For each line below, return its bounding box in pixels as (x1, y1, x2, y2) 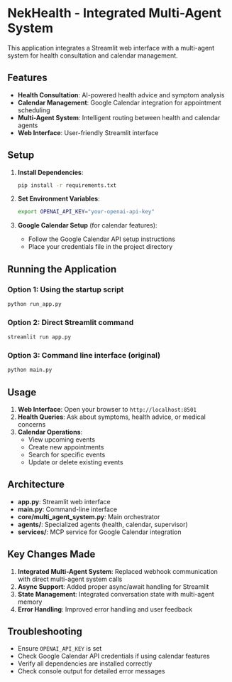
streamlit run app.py (7, 334, 72, 341)
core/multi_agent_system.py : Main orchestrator (17, 512, 160, 521)
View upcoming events (28, 435, 96, 444)
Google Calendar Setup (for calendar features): (17, 221, 158, 230)
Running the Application (7, 263, 117, 275)
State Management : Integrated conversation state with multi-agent (17, 590, 214, 598)
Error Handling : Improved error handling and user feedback (17, 604, 193, 613)
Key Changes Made (7, 548, 96, 560)
